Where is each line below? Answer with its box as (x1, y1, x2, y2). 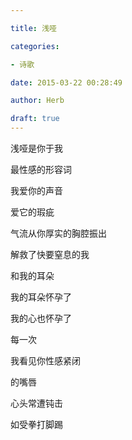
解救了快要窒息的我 (10, 249, 90, 260)
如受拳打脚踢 (10, 419, 63, 430)
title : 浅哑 (10, 23, 57, 33)
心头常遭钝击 (10, 397, 63, 409)
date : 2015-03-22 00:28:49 (10, 77, 123, 88)
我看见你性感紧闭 (10, 355, 81, 366)
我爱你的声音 (10, 185, 63, 196)
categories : (10, 41, 60, 51)
